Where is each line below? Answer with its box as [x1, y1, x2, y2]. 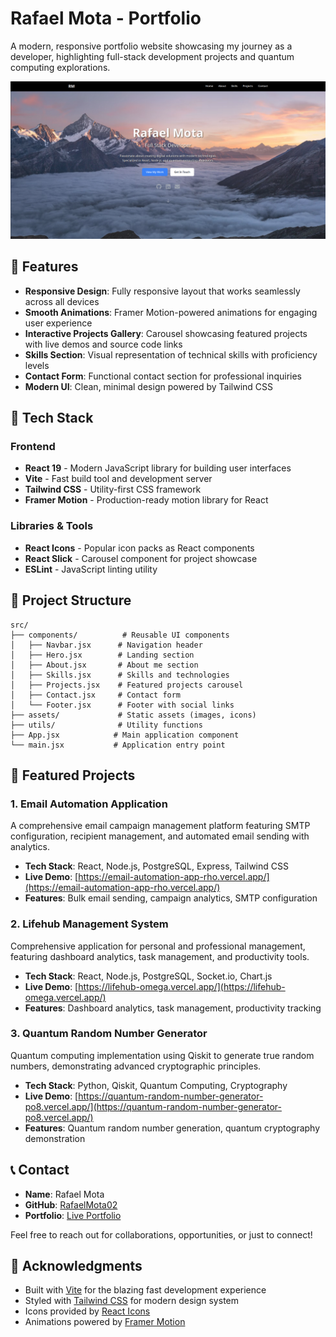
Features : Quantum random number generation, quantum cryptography [24, 1122, 321, 1134]
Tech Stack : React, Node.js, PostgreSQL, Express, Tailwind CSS [24, 860, 289, 872]
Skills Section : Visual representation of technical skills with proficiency [24, 348, 318, 361]
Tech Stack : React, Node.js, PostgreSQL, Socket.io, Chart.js [24, 970, 273, 982]
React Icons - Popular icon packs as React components [24, 542, 255, 554]
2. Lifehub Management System [10, 917, 169, 931]
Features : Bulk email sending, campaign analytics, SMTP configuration [24, 892, 318, 904]
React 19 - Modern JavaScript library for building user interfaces [24, 462, 292, 474]
